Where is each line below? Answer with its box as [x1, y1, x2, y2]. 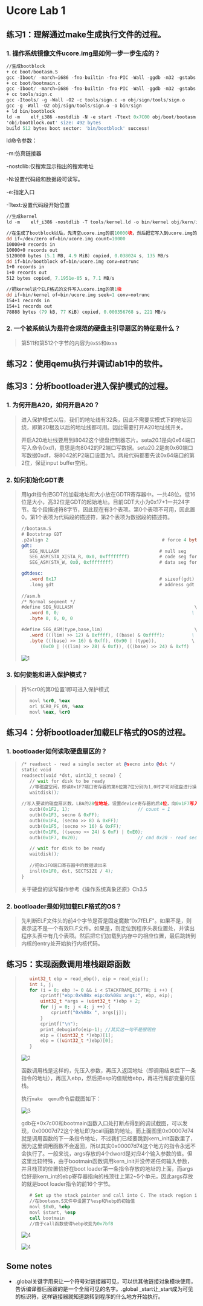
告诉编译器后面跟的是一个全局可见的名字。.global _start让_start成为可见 [14, 1285, 193, 1293]
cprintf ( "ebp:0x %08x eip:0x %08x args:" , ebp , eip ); [40, 993, 173, 999]
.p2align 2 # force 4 [21, 536, 187, 543]
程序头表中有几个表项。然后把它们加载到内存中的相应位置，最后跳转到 [21, 932, 196, 939]
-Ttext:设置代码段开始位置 [6, 201, 70, 209]
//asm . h [21, 593, 40, 599]
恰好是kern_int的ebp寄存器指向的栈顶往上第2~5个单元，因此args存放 [21, 1172, 193, 1180]
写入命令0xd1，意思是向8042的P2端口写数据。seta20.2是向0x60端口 [21, 444, 193, 451]
